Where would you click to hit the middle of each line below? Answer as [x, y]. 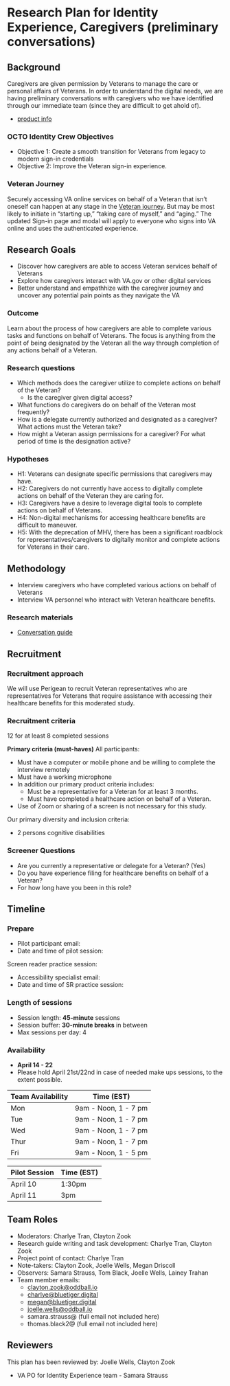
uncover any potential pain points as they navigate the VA [98, 295]
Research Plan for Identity [83, 13]
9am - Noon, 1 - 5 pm [111, 1152]
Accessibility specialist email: [59, 977]
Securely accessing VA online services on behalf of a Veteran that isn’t [107, 199]
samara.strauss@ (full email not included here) [93, 1316]
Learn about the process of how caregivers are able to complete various [109, 328]
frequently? [33, 412]
